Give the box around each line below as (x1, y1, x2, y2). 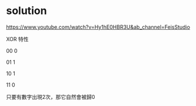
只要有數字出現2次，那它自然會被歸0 (6, 93, 95, 100)
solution (6, 4, 47, 18)
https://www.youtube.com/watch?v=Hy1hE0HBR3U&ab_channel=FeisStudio (6, 23, 190, 30)
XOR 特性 (6, 35, 29, 42)
